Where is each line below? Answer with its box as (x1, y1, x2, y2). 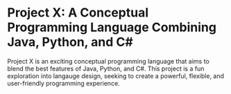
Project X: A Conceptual (7, 5, 149, 21)
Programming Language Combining (7, 19, 217, 35)
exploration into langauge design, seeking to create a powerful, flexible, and (7, 71, 224, 80)
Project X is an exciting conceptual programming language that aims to (7, 57, 209, 65)
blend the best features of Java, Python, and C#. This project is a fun (7, 64, 205, 73)
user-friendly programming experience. (7, 79, 120, 87)
